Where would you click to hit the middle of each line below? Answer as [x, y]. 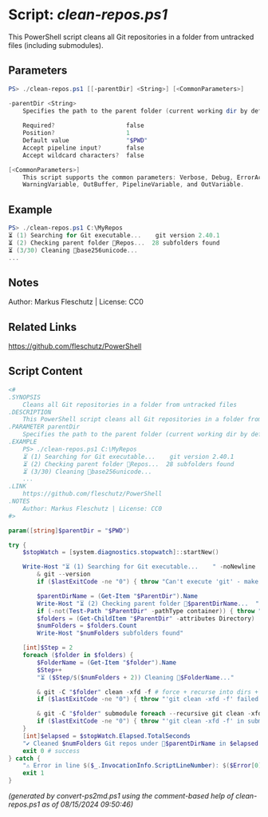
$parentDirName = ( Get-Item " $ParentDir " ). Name [117, 596]
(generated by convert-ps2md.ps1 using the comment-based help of [121, 796]
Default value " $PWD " [85, 141]
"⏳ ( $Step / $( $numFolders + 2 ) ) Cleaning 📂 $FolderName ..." [136, 677]
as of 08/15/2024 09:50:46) [88, 804]
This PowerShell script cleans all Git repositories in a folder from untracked [131, 37]
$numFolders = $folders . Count [87, 626]
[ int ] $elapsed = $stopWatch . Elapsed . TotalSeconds [107, 736]
